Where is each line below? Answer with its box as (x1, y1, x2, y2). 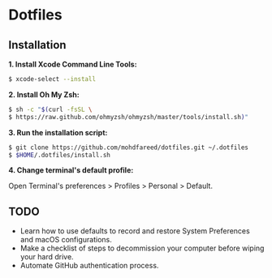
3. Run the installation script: (8, 127, 108, 137)
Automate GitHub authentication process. (19, 261, 159, 271)
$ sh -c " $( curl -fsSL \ (8, 105, 93, 113)
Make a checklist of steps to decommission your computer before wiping (19, 243, 265, 253)
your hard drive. (19, 252, 75, 262)
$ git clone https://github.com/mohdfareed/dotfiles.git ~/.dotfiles (8, 143, 249, 152)
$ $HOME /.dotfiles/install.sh (8, 151, 111, 159)
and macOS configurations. (19, 235, 112, 245)
